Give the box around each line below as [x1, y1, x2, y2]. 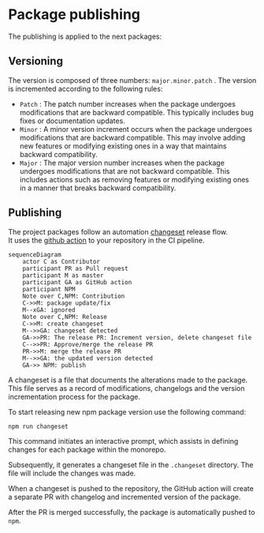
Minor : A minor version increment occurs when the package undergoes [19, 124, 253, 133]
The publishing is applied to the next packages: [8, 32, 162, 41]
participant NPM [22, 285, 76, 293]
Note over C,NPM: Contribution [22, 292, 125, 300]
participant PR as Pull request [22, 265, 128, 272]
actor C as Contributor [22, 257, 101, 265]
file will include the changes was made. [8, 468, 136, 479]
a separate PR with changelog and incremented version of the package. [8, 492, 241, 502]
